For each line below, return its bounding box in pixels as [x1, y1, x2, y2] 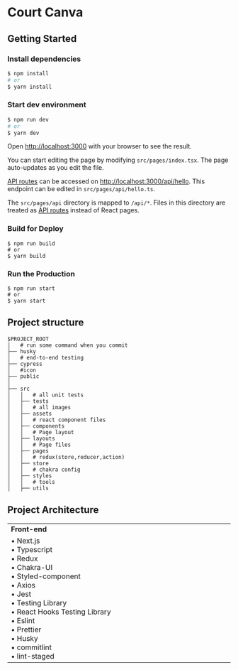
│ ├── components [7, 422, 65, 430]
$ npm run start [7, 285, 55, 292]
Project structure [7, 317, 84, 329]
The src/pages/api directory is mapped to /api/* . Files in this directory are [7, 198, 226, 207]
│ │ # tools [7, 478, 55, 485]
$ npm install [7, 70, 50, 77]
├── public [7, 372, 40, 380]
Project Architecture [7, 504, 99, 516]
